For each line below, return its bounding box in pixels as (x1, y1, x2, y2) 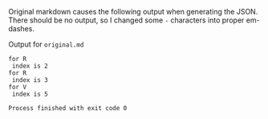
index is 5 (11, 90, 48, 98)
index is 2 (11, 62, 48, 70)
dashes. (8, 24, 35, 33)
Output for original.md (8, 39, 84, 49)
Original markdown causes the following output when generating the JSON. (8, 7, 258, 16)
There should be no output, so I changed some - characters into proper (8, 15, 245, 25)
